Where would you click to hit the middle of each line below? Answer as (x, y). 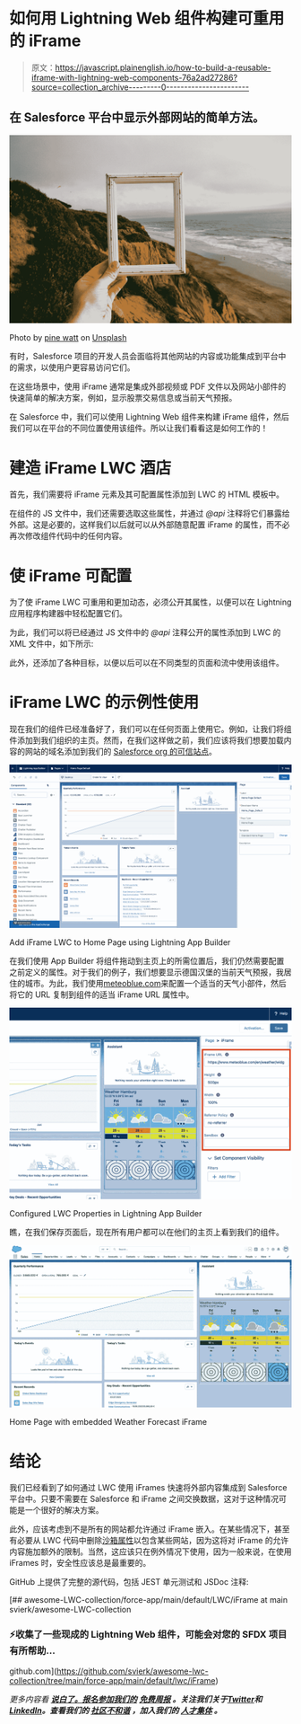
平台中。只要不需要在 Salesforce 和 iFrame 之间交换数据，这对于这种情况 (144, 1499)
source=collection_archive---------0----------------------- (140, 87)
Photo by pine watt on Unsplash (68, 338)
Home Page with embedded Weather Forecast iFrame (108, 1422)
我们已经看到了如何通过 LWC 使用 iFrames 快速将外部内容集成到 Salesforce (148, 1488)
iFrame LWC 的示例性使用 (104, 703)
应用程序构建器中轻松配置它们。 (68, 614)
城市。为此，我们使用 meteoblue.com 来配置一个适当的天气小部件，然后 (155, 983)
